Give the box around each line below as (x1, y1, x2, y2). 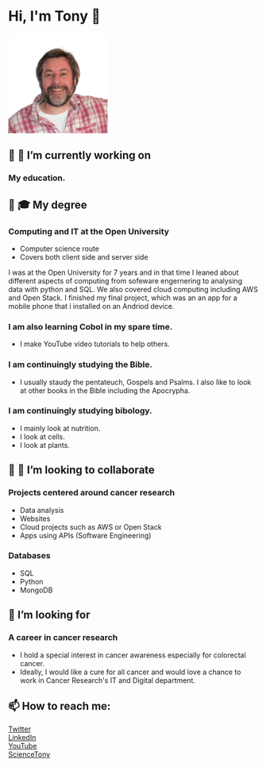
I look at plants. (19, 440, 70, 449)
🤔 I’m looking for (8, 608, 91, 622)
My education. (8, 172, 66, 183)
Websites (19, 514, 51, 523)
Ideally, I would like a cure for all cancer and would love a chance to (19, 667, 241, 676)
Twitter (8, 724, 32, 734)
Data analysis (19, 505, 64, 515)
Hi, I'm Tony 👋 (8, 7, 101, 25)
